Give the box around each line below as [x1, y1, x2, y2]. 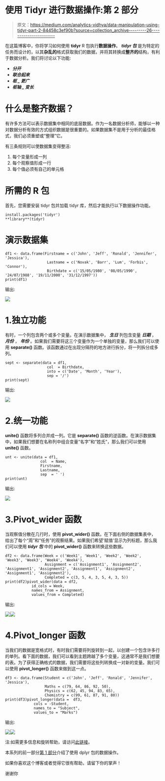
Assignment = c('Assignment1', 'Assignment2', [44, 562, 141, 567]
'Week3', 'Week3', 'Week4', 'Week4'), [5, 558, 84, 562]
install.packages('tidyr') [5, 212, 60, 217]
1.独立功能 [5, 314, 47, 326]
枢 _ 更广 [12, 77, 30, 84]
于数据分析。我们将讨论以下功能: [5, 55, 71, 61]
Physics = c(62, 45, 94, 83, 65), [44, 688, 115, 693]
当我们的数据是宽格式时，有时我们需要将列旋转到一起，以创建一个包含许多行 [5, 647, 160, 653]
